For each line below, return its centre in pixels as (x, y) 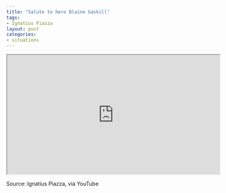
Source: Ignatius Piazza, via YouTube (53, 184)
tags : (13, 18)
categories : (21, 35)
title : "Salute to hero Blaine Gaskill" (58, 12)
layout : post (23, 29)
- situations (23, 40)
